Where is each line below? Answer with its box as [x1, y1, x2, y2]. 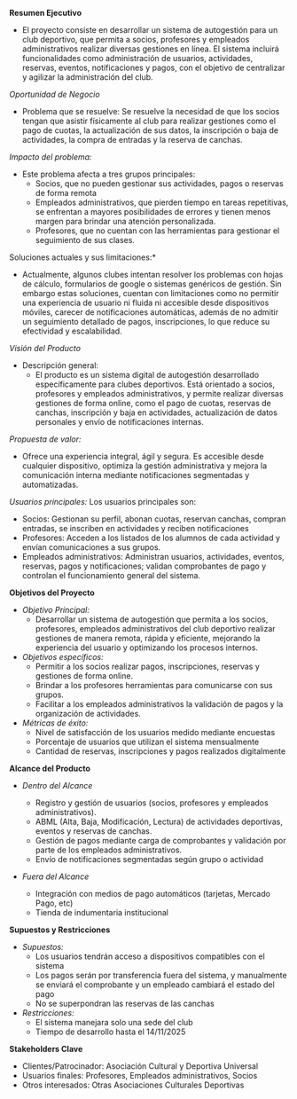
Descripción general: [21, 360, 99, 371]
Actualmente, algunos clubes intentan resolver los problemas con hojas [21, 270, 284, 279]
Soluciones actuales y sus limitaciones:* [9, 252, 157, 263]
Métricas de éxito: [21, 718, 89, 728]
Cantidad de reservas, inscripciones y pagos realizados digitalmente [35, 746, 286, 757]
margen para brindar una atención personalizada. [35, 216, 216, 226]
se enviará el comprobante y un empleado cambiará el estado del [35, 979, 275, 990]
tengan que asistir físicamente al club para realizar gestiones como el [21, 115, 277, 126]
